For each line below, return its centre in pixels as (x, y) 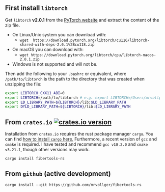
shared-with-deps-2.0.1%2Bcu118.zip (57, 44)
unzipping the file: (23, 84)
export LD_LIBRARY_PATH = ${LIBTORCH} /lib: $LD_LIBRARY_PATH (66, 102)
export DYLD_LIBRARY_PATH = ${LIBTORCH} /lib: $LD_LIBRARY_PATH (68, 107)
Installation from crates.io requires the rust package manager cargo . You (79, 134)
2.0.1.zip (30, 59)
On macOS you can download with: (48, 49)
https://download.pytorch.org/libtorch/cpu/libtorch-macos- (93, 55)
